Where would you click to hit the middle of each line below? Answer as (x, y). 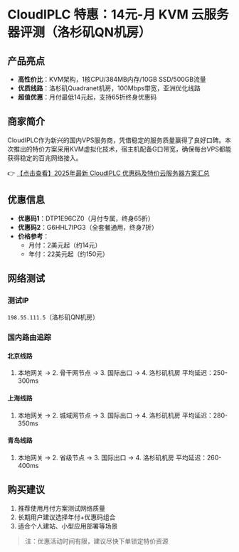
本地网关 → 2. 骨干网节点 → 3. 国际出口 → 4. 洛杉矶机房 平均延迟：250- (122, 373)
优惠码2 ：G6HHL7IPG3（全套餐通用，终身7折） (88, 227)
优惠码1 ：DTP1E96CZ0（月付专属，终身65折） (86, 218)
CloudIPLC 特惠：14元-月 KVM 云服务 (118, 15)
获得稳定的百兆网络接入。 (45, 158)
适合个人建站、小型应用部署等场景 (68, 526)
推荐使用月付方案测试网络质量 (61, 508)
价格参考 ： (33, 236)
